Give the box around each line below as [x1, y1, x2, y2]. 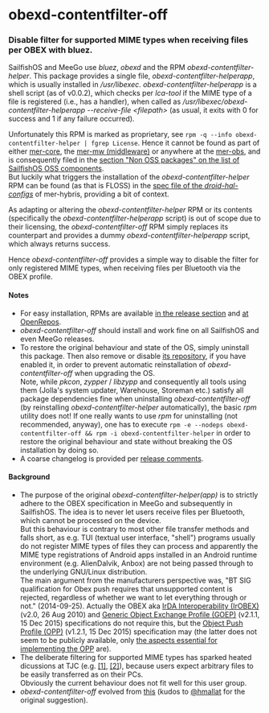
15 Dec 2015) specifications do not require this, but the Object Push [19, 618, 243, 628]
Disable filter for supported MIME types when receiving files [8, 35, 249, 46]
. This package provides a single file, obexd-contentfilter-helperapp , [29, 71, 255, 81]
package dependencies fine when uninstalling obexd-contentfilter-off [19, 394, 251, 403]
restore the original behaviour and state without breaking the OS [19, 436, 233, 446]
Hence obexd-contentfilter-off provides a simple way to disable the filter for [8, 255, 259, 265]
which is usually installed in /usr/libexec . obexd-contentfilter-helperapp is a [8, 80, 257, 89]
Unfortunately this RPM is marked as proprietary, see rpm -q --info [8, 130, 233, 139]
